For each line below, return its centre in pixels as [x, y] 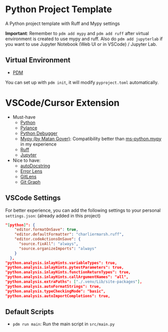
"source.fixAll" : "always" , [49, 244]
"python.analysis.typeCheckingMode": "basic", [55, 291]
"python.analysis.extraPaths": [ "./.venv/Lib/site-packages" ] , [74, 282]
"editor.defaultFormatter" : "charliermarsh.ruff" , [69, 234]
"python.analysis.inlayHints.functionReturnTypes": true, [68, 272]
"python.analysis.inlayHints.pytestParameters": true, [65, 268]
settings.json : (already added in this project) [53, 215]
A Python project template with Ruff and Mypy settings [63, 23]
